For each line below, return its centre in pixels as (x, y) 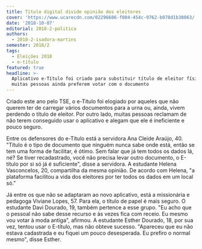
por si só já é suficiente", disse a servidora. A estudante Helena (98, 164)
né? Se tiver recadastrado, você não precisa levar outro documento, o (93, 157)
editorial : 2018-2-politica (41, 28)
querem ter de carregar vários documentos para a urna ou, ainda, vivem (96, 108)
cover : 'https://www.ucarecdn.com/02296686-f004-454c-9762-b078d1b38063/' (102, 17)
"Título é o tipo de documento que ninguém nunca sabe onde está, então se (101, 145)
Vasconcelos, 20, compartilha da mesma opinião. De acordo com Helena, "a (101, 170)
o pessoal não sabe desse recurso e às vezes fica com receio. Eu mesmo (97, 214)
